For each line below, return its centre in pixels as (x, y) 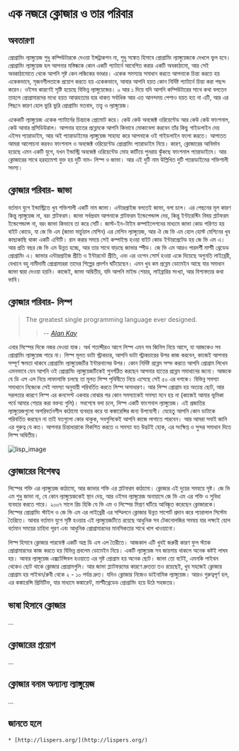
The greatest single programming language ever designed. (111, 319)
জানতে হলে (25, 724)
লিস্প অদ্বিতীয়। (23, 435)
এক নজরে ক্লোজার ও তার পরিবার (71, 14)
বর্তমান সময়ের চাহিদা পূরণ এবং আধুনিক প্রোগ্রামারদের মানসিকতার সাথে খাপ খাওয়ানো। (92, 529)
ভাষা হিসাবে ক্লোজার (37, 605)
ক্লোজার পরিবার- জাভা (40, 190)
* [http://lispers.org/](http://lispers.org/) (78, 740)
